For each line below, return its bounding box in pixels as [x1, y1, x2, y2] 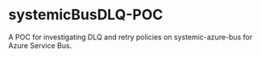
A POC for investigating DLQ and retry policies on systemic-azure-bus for [8, 32, 253, 42]
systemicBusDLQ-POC [8, 6, 164, 24]
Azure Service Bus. [8, 40, 72, 50]
